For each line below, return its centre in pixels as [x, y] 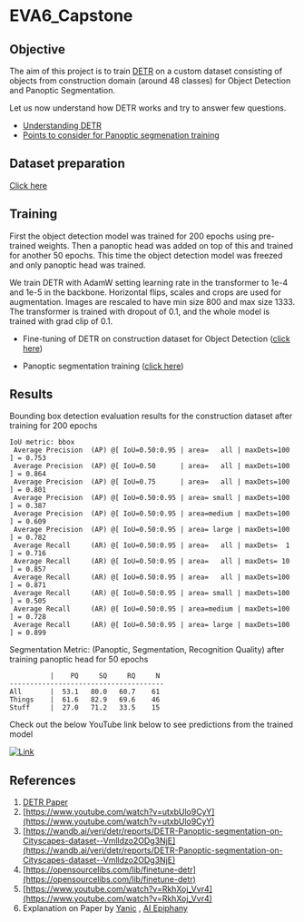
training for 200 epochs [54, 426]
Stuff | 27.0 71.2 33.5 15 [85, 708]
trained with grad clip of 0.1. [61, 321]
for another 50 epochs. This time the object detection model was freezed [146, 255]
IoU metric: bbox [42, 442]
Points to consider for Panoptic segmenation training [121, 135]
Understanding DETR [62, 125]
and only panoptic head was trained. [78, 265]
